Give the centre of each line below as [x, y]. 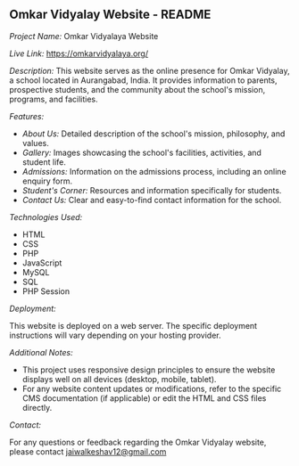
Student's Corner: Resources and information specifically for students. [152, 190]
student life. [44, 162]
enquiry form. [47, 181]
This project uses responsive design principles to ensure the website [149, 370]
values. [35, 143]
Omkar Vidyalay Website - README [110, 15]
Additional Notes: [41, 352]
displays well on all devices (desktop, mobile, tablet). [119, 379]
